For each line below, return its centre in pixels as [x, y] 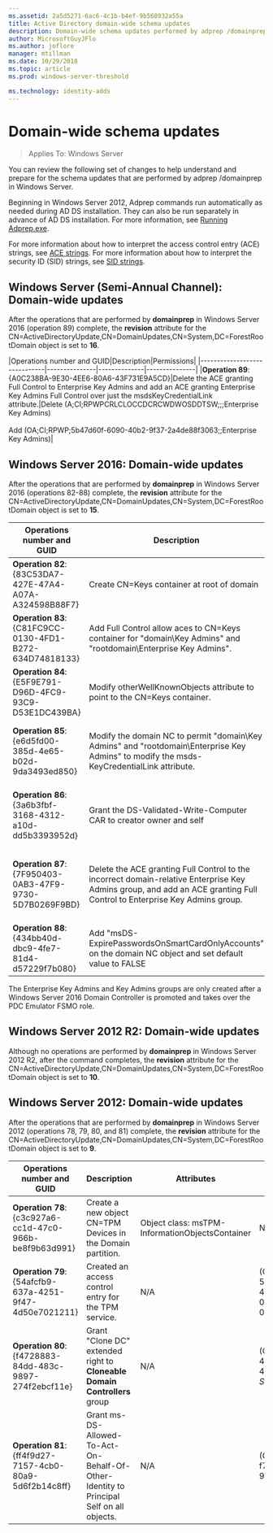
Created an [107, 1266]
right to [100, 1361]
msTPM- [208, 1222]
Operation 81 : [40, 1445]
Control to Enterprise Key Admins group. [166, 899]
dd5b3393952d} [45, 836]
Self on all [105, 1506]
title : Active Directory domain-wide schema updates [100, 24]
